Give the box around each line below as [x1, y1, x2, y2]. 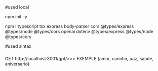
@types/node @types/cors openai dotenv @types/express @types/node [5, 29, 154, 34]
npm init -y [5, 14, 27, 19]
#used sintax [5, 43, 32, 49]
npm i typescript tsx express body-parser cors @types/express [5, 23, 134, 29]
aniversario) [5, 61, 30, 67]
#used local [5, 4, 29, 10]
